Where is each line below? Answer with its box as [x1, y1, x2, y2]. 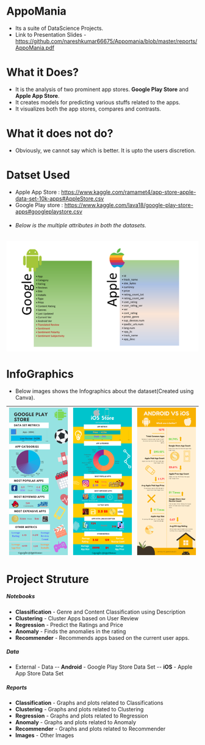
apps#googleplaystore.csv [15, 208, 82, 215]
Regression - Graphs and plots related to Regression [15, 712, 148, 719]
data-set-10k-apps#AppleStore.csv [15, 194, 104, 202]
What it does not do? [6, 127, 113, 141]
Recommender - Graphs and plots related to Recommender [15, 725, 166, 733]
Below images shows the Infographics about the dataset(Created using [15, 387, 194, 395]
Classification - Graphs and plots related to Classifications [15, 699, 164, 706]
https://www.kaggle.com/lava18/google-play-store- [64, 201, 193, 208]
